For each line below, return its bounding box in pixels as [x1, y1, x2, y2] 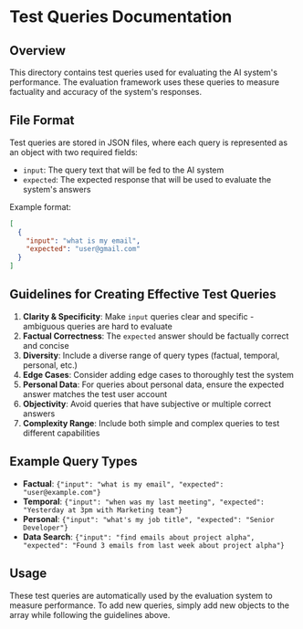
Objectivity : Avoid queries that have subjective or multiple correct [22, 398, 272, 409]
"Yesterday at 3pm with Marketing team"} [22, 505, 183, 515]
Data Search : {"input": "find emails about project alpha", [22, 531, 256, 542]
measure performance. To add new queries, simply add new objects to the [9, 600, 290, 611]
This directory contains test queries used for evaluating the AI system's [9, 67, 278, 78]
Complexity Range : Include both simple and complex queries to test [22, 417, 280, 428]
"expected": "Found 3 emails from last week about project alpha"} [22, 540, 285, 550]
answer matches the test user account [22, 388, 168, 399]
